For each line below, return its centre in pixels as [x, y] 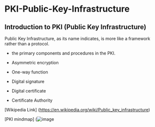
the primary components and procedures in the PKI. [63, 53]
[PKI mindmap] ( [21, 119]
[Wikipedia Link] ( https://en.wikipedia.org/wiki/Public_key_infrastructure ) [77, 110]
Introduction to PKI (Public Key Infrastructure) [76, 27]
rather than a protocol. [27, 44]
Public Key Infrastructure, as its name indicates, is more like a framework [77, 38]
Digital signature [28, 82]
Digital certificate [29, 91]
